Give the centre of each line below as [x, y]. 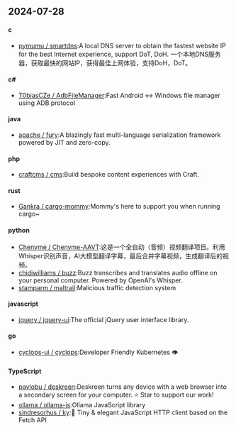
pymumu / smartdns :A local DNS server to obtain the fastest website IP [122, 45]
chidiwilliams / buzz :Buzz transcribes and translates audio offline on [118, 272]
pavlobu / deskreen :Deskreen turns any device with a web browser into [123, 387]
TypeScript [25, 371]
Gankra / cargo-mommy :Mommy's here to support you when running [119, 206]
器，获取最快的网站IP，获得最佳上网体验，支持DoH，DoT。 [105, 62]
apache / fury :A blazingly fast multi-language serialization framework [119, 135]
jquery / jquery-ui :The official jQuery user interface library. [103, 319]
